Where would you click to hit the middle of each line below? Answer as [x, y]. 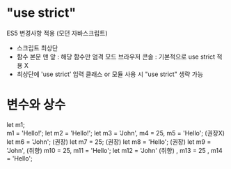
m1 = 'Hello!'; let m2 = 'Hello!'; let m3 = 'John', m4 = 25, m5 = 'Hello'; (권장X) [116, 133]
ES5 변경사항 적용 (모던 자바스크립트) [57, 33]
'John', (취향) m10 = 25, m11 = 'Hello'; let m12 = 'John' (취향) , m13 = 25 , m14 [115, 150]
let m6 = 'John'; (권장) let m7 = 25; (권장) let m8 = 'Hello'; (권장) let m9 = [109, 142]
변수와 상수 [36, 105]
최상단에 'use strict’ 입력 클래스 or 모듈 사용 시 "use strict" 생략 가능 [110, 74]
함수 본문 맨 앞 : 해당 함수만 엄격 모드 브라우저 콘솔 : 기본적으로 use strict [116, 57]
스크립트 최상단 [37, 47]
